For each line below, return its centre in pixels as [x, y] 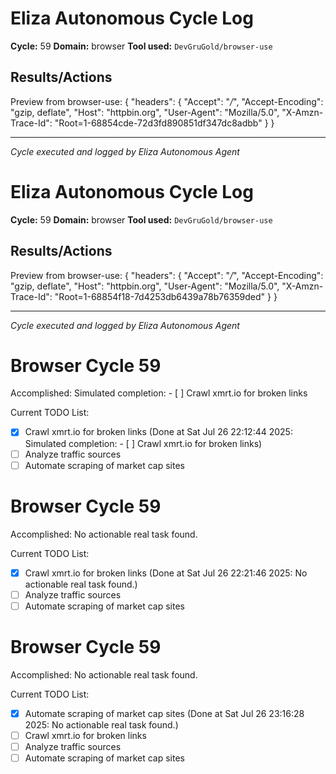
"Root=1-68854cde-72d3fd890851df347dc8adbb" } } [164, 123]
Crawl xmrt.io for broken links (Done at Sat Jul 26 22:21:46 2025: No [166, 573]
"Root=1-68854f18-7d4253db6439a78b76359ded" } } [166, 296]
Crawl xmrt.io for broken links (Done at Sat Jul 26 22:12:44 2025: [158, 432]
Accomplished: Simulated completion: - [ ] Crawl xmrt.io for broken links [159, 393]
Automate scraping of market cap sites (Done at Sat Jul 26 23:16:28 [164, 713]
